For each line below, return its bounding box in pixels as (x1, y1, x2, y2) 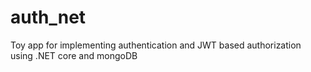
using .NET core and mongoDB (10, 49, 138, 61)
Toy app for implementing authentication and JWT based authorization (10, 39, 302, 51)
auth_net (10, 6, 87, 29)
